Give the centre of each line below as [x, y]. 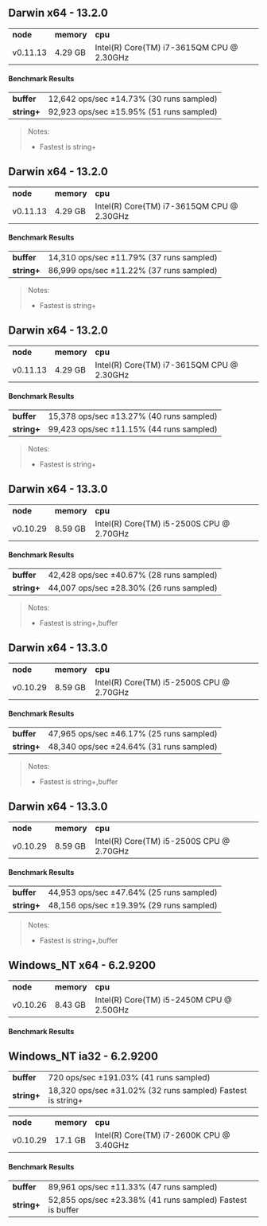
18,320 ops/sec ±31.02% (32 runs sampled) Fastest [147, 1091]
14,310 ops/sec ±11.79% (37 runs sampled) [133, 258]
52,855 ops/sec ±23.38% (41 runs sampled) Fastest [147, 1200]
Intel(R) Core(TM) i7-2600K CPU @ [163, 1135]
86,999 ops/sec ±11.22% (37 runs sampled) [133, 271]
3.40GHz [112, 1146]
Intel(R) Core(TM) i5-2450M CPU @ [163, 1000]
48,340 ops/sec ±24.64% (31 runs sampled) [133, 747]
